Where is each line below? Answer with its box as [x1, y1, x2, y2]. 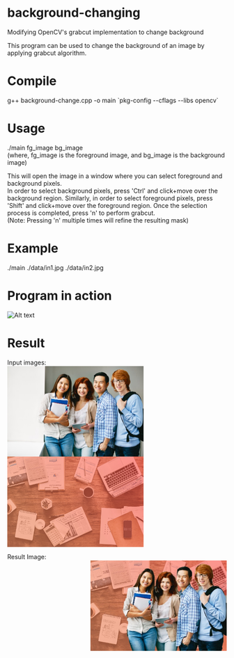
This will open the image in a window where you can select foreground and [7, 172, 223, 180]
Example [7, 241, 58, 256]
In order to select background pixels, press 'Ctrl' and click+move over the [7, 186, 218, 195]
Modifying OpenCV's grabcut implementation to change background [7, 28, 204, 36]
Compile [7, 73, 57, 89]
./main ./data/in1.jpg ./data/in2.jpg [7, 263, 104, 272]
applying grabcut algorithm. [7, 49, 87, 57]
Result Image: [7, 552, 47, 561]
